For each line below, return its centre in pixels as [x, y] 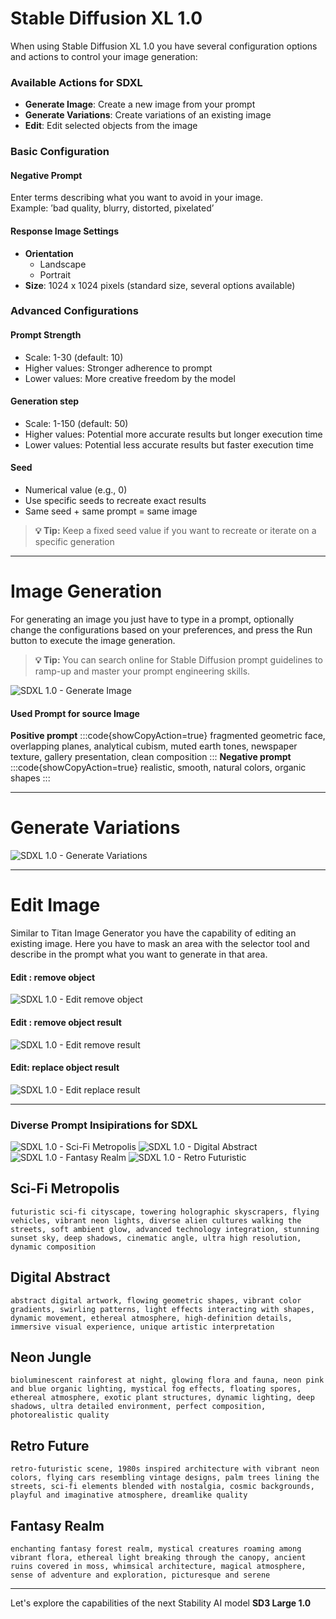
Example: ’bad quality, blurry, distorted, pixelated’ [112, 208]
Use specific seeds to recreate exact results [115, 501]
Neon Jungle [51, 1357]
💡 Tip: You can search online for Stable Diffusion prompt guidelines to [178, 660]
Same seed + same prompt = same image [111, 511]
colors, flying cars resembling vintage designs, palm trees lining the [165, 1478]
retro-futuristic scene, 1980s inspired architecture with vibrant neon [165, 1469]
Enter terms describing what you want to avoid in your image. [136, 198]
